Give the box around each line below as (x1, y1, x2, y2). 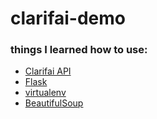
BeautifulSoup (24, 97, 84, 109)
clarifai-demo (10, 7, 127, 30)
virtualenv (24, 87, 67, 99)
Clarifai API (24, 65, 72, 77)
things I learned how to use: (10, 43, 148, 57)
